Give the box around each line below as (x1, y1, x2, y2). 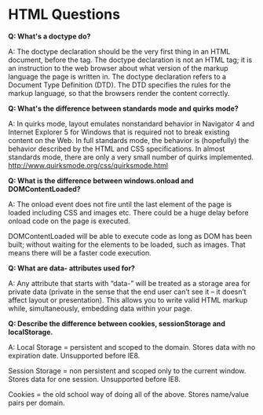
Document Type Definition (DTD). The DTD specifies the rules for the (8, 80, 232, 90)
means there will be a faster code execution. (8, 248, 152, 257)
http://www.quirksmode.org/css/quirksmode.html (8, 160, 169, 170)
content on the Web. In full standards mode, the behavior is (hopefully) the (8, 135, 250, 145)
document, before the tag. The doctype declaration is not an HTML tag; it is (8, 55, 253, 64)
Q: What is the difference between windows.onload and (8, 175, 194, 185)
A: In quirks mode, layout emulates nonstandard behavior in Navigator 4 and (8, 119, 255, 128)
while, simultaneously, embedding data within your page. (8, 303, 192, 313)
